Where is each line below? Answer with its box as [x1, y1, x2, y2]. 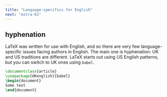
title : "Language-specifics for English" [5, 7, 93, 12]
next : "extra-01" [5, 12, 41, 17]
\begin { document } [5, 78, 41, 84]
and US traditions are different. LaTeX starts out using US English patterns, [5, 54, 159, 60]
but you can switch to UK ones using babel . [5, 59, 95, 65]
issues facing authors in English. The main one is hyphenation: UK [22, 49, 159, 55]
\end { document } [5, 88, 37, 93]
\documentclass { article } [5, 69, 57, 74]
